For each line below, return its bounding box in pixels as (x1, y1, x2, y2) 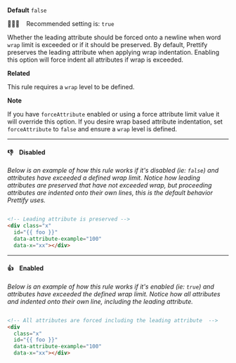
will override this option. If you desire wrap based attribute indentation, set (7, 117, 223, 126)
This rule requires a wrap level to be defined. (7, 83, 135, 91)
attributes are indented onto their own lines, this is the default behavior (7, 189, 213, 197)
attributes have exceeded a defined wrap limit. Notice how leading (7, 173, 200, 182)
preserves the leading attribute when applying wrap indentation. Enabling (7, 48, 220, 56)
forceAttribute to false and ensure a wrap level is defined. (7, 125, 178, 133)
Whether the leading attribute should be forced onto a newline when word (7, 33, 221, 41)
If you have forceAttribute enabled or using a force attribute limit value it (7, 110, 220, 118)
